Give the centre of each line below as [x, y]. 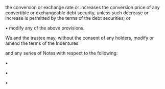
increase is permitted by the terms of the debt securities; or [68, 18]
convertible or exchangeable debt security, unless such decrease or [77, 13]
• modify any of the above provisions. [45, 28]
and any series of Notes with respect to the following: [62, 53]
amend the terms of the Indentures [42, 43]
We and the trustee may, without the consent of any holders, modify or [80, 38]
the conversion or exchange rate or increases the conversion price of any [82, 7]
